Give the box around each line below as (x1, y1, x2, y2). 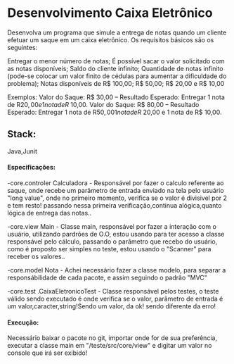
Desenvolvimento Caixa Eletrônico (7, 5, 213, 21)
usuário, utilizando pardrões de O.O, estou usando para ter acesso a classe (7, 230, 225, 238)
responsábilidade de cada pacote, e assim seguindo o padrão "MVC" (7, 273, 207, 282)
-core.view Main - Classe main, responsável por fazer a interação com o (7, 222, 216, 230)
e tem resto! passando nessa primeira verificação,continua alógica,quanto (7, 201, 222, 209)
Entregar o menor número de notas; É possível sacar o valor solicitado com (7, 56, 225, 65)
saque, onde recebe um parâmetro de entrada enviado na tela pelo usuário (7, 186, 224, 194)
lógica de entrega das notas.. (7, 208, 92, 217)
